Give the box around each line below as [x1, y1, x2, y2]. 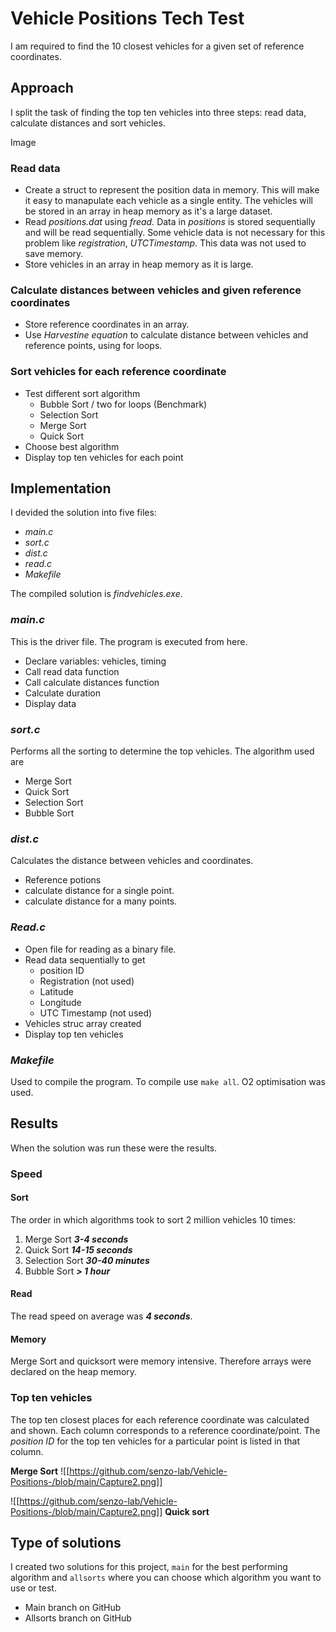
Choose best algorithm [24, 440, 120, 452]
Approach [10, 80, 74, 97]
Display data [24, 697, 77, 709]
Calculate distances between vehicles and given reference [10, 283, 302, 297]
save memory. [24, 248, 84, 260]
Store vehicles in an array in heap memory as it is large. [24, 258, 254, 271]
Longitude [39, 996, 82, 1008]
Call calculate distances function [24, 676, 160, 688]
